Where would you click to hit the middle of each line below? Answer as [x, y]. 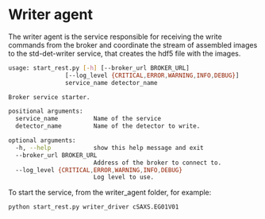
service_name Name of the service [88, 119]
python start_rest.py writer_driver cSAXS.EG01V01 [94, 207]
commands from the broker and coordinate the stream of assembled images [133, 44]
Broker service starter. [49, 97]
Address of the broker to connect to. [157, 163]
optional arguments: [42, 140]
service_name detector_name [111, 83]
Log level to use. [124, 177]
